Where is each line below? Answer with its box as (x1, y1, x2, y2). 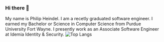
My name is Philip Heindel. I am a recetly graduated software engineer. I (5, 16, 153, 22)
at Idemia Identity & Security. (5, 32, 65, 38)
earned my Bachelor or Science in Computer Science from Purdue (5, 21, 141, 27)
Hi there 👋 (5, 4, 30, 11)
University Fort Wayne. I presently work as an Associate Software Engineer (5, 26, 160, 32)
